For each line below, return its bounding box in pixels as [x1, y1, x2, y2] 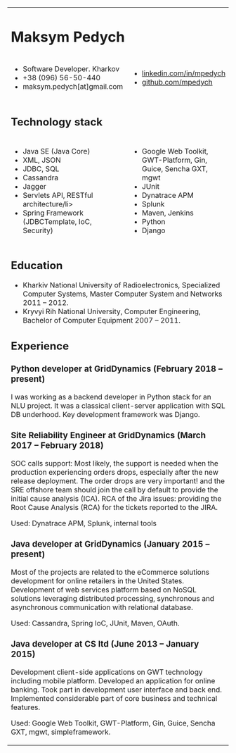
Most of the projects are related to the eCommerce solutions [11, 567, 210, 577]
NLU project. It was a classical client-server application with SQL [11, 401, 226, 411]
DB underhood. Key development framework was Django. [11, 409, 200, 419]
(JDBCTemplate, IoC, [22, 216, 93, 226]
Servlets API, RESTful [22, 190, 93, 200]
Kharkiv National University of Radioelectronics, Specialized [22, 280, 221, 290]
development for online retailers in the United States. [11, 575, 185, 585]
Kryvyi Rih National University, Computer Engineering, [22, 306, 202, 316]
